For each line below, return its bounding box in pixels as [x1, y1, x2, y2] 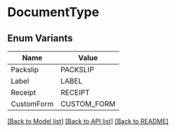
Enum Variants [7, 32, 73, 44]
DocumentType [7, 4, 100, 20]
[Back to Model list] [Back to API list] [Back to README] [7, 117, 169, 125]
